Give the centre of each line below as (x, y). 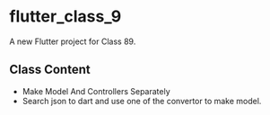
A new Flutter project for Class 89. (73, 41)
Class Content (50, 70)
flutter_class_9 (65, 17)
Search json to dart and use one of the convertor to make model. (142, 101)
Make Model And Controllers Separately (96, 91)
